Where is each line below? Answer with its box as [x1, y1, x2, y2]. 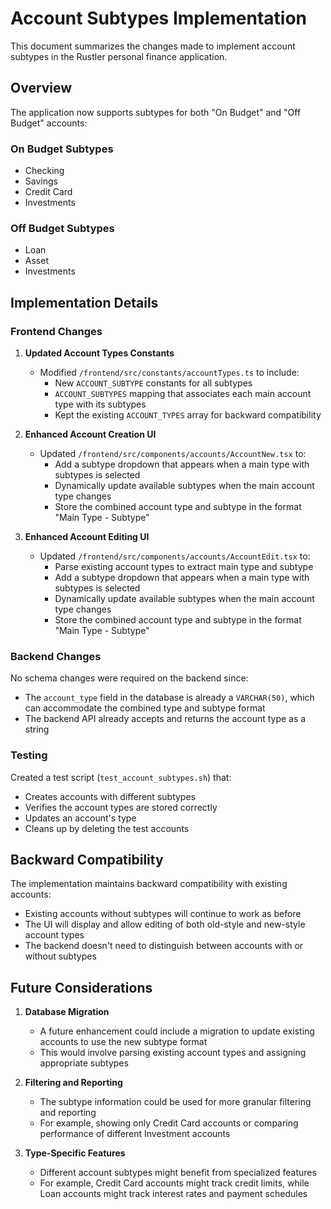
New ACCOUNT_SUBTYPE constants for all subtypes [54, 377, 253, 389]
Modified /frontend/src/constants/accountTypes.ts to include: [39, 367, 300, 379]
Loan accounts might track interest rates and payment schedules [39, 1188, 308, 1200]
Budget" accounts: [10, 117, 88, 129]
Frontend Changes [10, 324, 103, 338]
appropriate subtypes [39, 1057, 129, 1069]
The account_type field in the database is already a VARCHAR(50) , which [24, 692, 315, 704]
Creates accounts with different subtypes [24, 790, 196, 802]
